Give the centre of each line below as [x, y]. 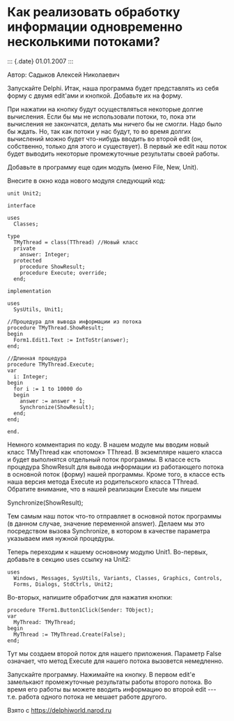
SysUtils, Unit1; [39, 309]
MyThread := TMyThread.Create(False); [70, 634]
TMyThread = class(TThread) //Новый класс [76, 242]
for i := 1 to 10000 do [48, 389]
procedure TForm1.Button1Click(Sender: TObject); [81, 610]
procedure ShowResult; [53, 267]
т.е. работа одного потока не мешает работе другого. [87, 697]
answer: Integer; [45, 254]
